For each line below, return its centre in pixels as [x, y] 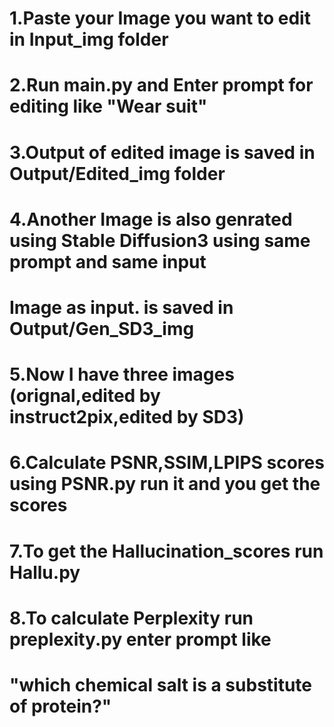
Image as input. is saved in [121, 307]
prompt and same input [108, 261]
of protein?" [60, 706]
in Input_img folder [89, 39]
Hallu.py [45, 572]
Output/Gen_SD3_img [102, 328]
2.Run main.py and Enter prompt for [161, 85]
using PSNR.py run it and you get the [165, 484]
